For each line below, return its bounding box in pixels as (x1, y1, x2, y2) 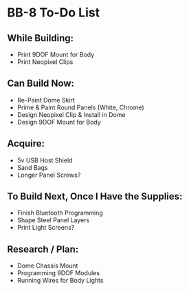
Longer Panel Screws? (16, 171, 81, 179)
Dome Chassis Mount (16, 261, 78, 270)
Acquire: (7, 138, 45, 149)
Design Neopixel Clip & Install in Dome (16, 110, 126, 118)
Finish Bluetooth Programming (16, 208, 103, 217)
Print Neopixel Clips (16, 58, 74, 66)
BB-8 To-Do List (7, 5, 100, 21)
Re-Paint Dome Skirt (16, 96, 76, 104)
